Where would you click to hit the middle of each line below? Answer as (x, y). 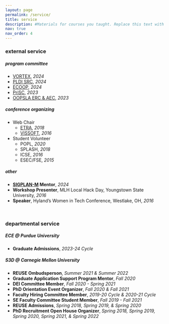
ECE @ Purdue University (32, 236)
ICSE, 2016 (31, 154)
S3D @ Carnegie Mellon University (43, 260)
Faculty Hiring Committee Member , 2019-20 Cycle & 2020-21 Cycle (84, 295)
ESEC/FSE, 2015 (37, 160)
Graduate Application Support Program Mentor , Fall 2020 (74, 278)
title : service (21, 19)
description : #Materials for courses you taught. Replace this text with (85, 24)
